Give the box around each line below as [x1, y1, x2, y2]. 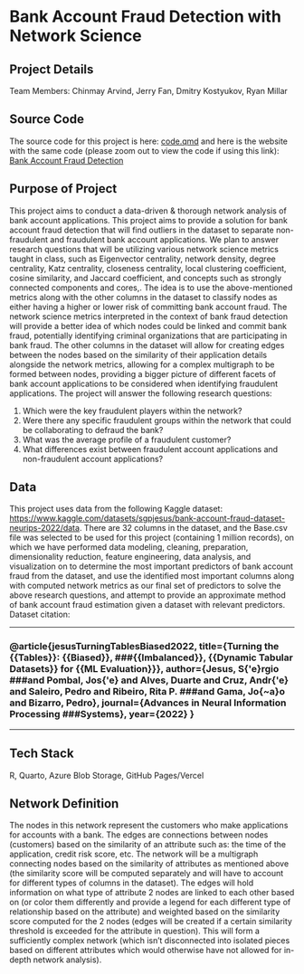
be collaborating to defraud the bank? [22, 424, 164, 435]
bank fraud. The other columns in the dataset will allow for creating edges [9, 339, 285, 350]
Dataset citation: [9, 609, 71, 620]
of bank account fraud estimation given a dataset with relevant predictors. [9, 600, 286, 610]
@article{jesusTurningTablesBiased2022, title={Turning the [9, 640, 280, 653]
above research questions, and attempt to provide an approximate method [9, 590, 287, 600]
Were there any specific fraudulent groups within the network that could [22, 414, 292, 426]
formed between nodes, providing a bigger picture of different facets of [9, 368, 276, 379]
